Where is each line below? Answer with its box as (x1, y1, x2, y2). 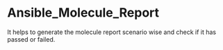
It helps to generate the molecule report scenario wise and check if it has (7, 28, 217, 36)
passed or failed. (7, 35, 56, 43)
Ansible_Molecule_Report (7, 5, 160, 21)
